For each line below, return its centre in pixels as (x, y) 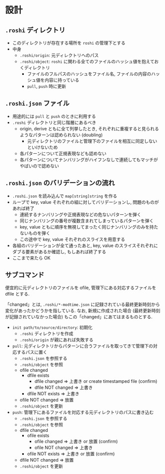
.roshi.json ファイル (37, 103)
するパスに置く (32, 352)
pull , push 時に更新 (47, 86)
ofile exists (38, 436)
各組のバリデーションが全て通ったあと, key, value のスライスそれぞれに (85, 245)
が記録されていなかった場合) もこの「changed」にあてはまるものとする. (79, 317)
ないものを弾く (35, 233)
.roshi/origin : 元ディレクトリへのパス (59, 55)
